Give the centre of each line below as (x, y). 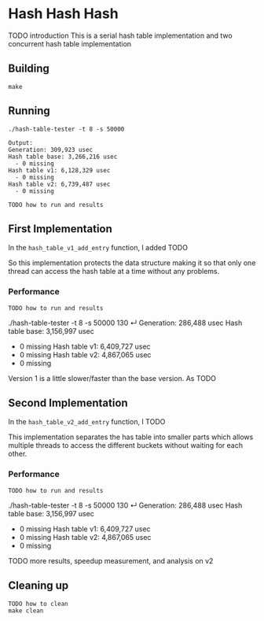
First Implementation (60, 229)
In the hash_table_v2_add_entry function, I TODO (87, 422)
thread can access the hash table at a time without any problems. (114, 272)
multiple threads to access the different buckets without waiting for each (126, 445)
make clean (26, 611)
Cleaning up (38, 586)
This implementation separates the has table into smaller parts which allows (131, 437)
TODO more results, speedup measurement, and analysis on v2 (111, 560)
